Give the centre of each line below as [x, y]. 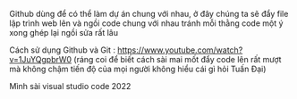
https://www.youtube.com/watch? [180, 50]
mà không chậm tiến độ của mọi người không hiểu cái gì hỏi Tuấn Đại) [138, 69]
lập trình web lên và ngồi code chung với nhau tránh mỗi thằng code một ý [146, 23]
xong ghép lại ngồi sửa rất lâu [64, 33]
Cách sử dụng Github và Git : [63, 50]
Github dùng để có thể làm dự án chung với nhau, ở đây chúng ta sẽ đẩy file [149, 14]
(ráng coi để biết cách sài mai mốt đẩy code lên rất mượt [178, 59]
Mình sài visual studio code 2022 [70, 86]
